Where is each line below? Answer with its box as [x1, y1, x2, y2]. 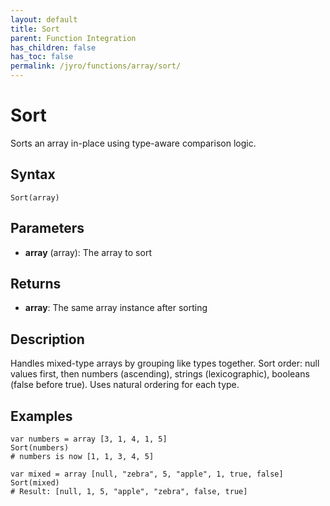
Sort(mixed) [10, 478, 60, 488]
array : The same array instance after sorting [24, 302, 208, 314]
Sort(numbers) [10, 443, 70, 453]
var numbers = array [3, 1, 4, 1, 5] [10, 434, 168, 444]
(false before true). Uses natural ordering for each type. [10, 379, 240, 391]
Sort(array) [10, 192, 60, 203]
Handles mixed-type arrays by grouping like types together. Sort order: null [10, 357, 320, 370]
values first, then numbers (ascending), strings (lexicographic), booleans [10, 368, 310, 380]
